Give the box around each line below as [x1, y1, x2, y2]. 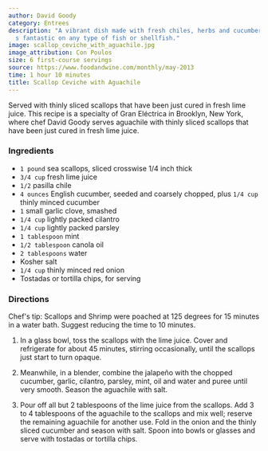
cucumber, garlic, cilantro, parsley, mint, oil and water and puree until [19, 376, 248, 386]
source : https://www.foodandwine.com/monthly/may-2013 [8, 64, 195, 72]
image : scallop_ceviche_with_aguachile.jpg [8, 41, 156, 49]
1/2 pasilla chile [19, 180, 72, 190]
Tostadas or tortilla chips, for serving [19, 273, 141, 283]
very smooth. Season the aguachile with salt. [19, 385, 168, 394]
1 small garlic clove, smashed [19, 206, 117, 215]
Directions [8, 293, 49, 304]
